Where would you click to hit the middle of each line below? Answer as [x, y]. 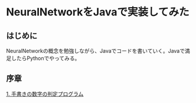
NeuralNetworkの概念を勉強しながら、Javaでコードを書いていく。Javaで [95, 51]
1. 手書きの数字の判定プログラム [45, 94]
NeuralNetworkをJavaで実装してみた [98, 12]
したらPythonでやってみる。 [45, 58]
